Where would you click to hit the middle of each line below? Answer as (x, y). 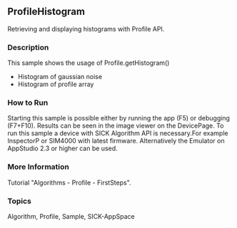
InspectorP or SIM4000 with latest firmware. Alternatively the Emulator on (116, 141)
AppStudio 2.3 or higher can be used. (62, 148)
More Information (38, 167)
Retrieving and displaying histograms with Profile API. (86, 28)
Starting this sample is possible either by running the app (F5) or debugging (119, 118)
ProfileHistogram (46, 12)
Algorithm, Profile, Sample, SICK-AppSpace (71, 216)
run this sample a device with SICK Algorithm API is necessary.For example (118, 133)
